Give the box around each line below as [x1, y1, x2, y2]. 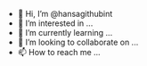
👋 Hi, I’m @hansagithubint [17, 9, 113, 19]
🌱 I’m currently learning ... [17, 28, 113, 37]
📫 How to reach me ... [17, 47, 101, 57]
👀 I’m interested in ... [17, 18, 94, 29]
